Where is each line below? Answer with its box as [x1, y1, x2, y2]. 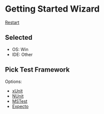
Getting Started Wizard [5, 3, 100, 15]
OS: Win [12, 46, 29, 52]
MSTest [12, 98, 28, 104]
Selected [5, 33, 33, 42]
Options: [5, 79, 22, 84]
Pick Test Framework [5, 65, 70, 74]
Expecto [12, 103, 29, 109]
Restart [5, 19, 19, 25]
